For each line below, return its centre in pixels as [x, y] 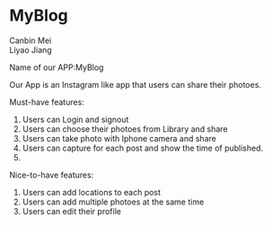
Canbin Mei [31, 40]
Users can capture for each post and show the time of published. [143, 148]
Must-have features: [47, 102]
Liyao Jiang [31, 49]
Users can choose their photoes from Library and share [125, 129]
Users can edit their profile [71, 211]
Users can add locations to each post [92, 192]
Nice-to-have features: [52, 175]
